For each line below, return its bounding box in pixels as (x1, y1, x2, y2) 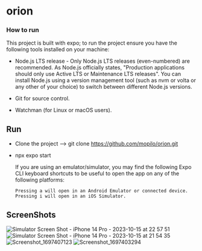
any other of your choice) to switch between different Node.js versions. (14, 83, 193, 91)
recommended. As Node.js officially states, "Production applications (14, 64, 185, 71)
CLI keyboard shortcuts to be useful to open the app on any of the (14, 170, 180, 177)
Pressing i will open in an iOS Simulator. (14, 193, 127, 200)
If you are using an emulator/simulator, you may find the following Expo (14, 164, 192, 171)
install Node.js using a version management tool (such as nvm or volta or (14, 77, 196, 84)
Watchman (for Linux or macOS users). (14, 107, 112, 114)
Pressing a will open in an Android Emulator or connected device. (14, 188, 188, 194)
